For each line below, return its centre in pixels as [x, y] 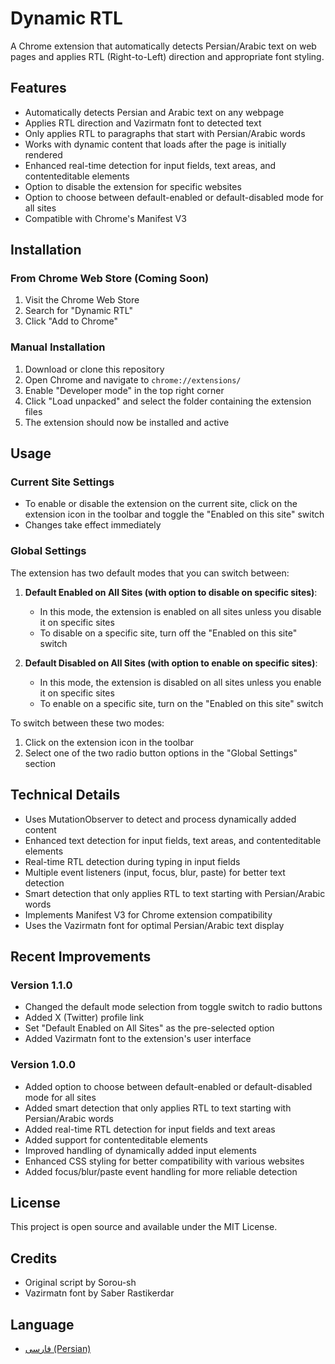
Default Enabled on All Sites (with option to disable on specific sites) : [171, 592]
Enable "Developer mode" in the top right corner [124, 390]
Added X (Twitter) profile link [84, 1018]
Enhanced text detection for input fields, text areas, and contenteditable [173, 840]
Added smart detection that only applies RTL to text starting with [158, 1108]
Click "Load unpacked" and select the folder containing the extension [168, 401]
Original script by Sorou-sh [80, 1283]
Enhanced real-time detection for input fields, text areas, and [150, 165]
